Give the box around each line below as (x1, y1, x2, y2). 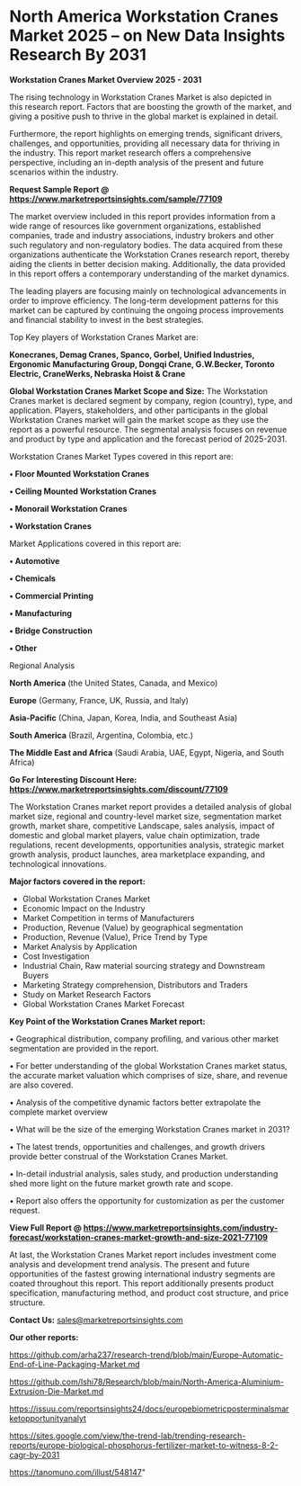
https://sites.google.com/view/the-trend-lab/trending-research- (9, 1430, 246, 1441)
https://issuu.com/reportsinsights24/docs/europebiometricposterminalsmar (9, 1403, 289, 1414)
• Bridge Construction (9, 625, 93, 636)
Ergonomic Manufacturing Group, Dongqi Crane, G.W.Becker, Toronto (9, 358, 276, 370)
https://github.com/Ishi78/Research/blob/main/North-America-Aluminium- (9, 1376, 285, 1387)
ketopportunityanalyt (9, 1412, 87, 1423)
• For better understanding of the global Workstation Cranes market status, (9, 1060, 288, 1071)
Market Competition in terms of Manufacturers (22, 912, 195, 923)
